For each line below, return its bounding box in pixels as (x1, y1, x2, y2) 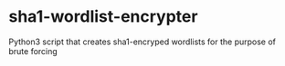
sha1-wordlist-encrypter (8, 6, 198, 27)
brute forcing (8, 45, 58, 56)
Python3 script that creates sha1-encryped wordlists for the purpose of (8, 36, 276, 47)
